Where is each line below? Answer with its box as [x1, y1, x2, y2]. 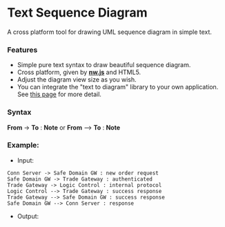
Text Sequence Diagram [7, 5, 148, 21]
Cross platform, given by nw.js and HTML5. [17, 68, 141, 77]
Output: [17, 212, 39, 220]
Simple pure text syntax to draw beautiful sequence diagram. [17, 61, 191, 69]
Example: [7, 140, 39, 150]
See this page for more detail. [17, 90, 102, 98]
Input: [17, 156, 35, 164]
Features [7, 45, 38, 55]
